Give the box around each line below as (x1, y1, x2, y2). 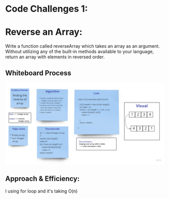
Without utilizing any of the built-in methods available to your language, (5, 49, 154, 55)
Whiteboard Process (5, 69, 72, 77)
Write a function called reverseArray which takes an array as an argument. (5, 43, 160, 49)
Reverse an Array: (5, 26, 82, 38)
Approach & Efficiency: (5, 175, 80, 183)
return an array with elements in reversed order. (5, 54, 105, 60)
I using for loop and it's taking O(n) (5, 188, 78, 194)
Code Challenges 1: (5, 3, 88, 15)
